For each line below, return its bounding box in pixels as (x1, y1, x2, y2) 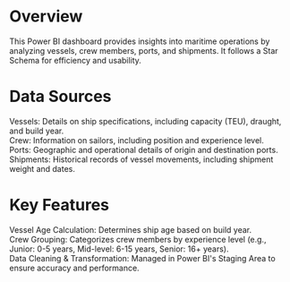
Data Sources (9, 87, 112, 107)
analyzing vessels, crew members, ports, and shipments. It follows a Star (9, 45, 279, 56)
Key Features (9, 195, 110, 216)
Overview (9, 6, 83, 27)
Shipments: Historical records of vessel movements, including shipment (9, 154, 274, 165)
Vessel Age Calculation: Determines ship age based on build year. (9, 224, 252, 235)
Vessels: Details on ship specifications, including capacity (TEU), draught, (9, 115, 282, 126)
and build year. (9, 125, 64, 136)
